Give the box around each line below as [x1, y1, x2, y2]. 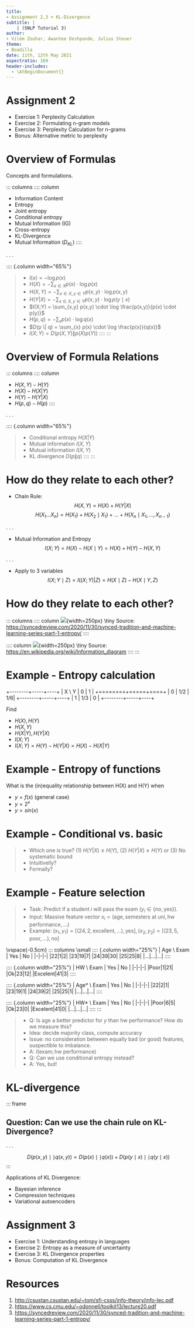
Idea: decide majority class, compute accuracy [29, 1029, 142, 1036]
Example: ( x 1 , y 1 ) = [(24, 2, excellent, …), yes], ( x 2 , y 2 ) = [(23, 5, [29, 927, 179, 935]
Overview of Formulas [6, 153, 116, 166]
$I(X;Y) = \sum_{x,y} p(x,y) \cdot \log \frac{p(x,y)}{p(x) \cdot [29, 303, 177, 310]
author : [6, 31, 25, 36]
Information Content [14, 195, 63, 202]
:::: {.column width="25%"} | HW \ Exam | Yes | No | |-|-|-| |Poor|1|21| [6, 964, 173, 971]
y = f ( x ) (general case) [14, 793, 70, 800]
